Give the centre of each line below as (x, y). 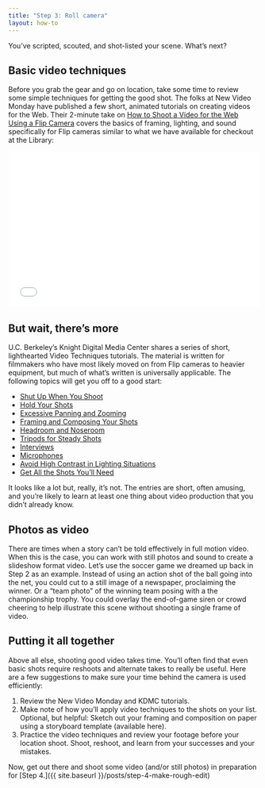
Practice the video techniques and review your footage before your (129, 734)
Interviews (36, 447)
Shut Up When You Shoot (61, 397)
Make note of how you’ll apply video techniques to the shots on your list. (138, 709)
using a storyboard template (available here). (93, 726)
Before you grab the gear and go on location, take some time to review (124, 90)
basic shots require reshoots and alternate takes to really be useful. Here (127, 668)
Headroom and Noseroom (62, 430)
